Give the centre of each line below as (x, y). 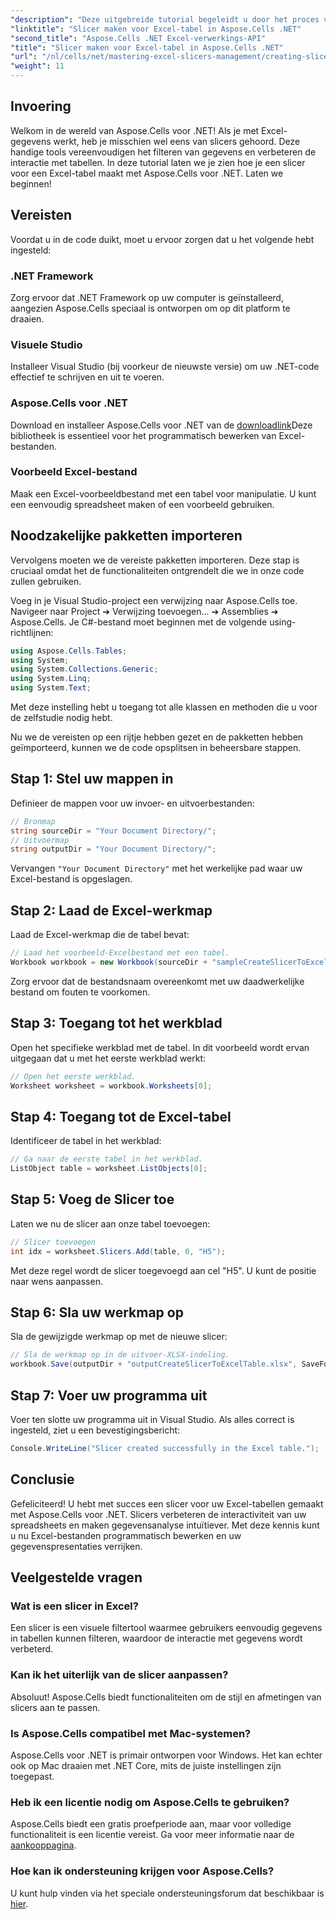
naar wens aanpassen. (56, 1281)
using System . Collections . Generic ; (84, 669)
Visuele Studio (46, 344)
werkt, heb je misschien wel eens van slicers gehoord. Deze (177, 141)
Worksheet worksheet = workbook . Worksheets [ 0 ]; (111, 1086)
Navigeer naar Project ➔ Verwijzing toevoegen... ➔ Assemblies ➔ (144, 611)
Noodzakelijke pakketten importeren (126, 536)
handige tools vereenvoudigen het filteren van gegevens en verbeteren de (163, 152)
